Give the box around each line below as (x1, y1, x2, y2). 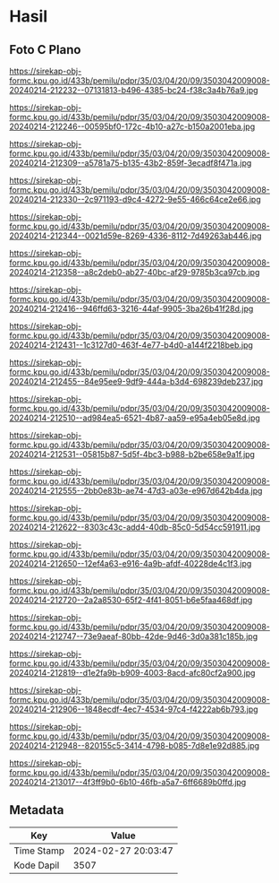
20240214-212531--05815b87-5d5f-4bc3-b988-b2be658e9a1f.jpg (9, 449, 255, 459)
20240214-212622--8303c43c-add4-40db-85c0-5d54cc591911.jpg (9, 522, 261, 532)
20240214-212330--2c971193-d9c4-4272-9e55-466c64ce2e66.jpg (9, 195, 261, 204)
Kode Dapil (13, 859, 60, 871)
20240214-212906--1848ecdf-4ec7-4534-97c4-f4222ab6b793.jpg (9, 704, 258, 714)
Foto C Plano (9, 42, 81, 57)
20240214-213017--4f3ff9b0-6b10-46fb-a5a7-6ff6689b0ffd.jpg (9, 777, 247, 787)
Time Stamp (13, 844, 65, 857)
